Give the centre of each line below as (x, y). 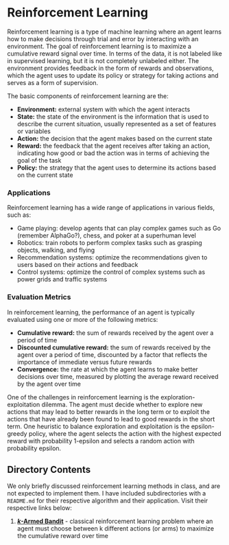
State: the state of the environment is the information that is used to (113, 116)
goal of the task (39, 160)
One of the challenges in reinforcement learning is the (83, 397)
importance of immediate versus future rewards (84, 362)
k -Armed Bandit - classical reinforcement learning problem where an (115, 521)
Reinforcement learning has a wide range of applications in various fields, (111, 208)
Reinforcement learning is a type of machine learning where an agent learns (114, 32)
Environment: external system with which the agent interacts (104, 109)
